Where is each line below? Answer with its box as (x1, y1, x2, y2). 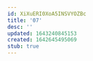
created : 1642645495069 (7, 36, 77, 43)
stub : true (7, 43, 39, 50)
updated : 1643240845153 (7, 29, 77, 37)
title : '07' (7, 17, 42, 24)
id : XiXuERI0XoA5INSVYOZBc (7, 10, 87, 18)
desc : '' (7, 23, 33, 30)
